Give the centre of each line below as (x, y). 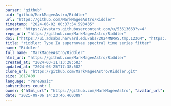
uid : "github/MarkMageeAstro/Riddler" (46, 15)
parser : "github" (24, 10)
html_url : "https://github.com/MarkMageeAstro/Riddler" (66, 57)
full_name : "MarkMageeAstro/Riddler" (45, 52)
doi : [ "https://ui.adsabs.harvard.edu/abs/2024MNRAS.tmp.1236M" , (76, 39)
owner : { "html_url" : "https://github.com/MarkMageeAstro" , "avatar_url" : (85, 90)
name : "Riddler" (22, 48)
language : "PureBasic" (29, 81)
